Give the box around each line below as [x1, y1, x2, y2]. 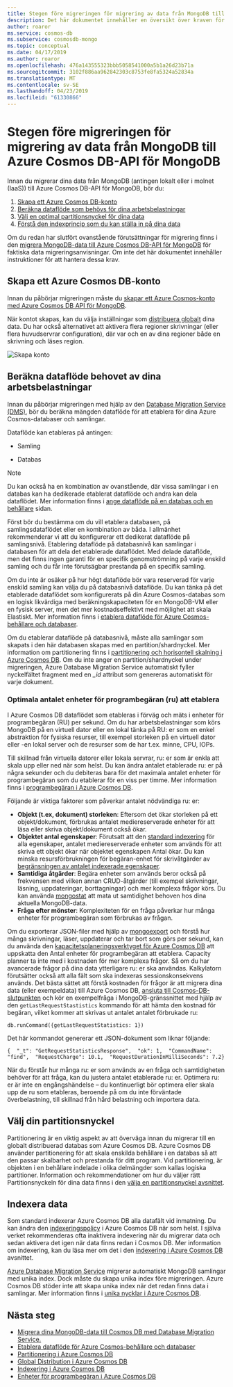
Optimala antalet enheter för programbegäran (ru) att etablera [7, 695, 220, 704]
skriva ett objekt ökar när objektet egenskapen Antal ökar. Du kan [17, 847, 205, 855]
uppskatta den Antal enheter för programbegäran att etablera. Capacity [7, 949, 212, 957]
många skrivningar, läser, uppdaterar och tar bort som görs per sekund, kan [7, 934, 224, 943]
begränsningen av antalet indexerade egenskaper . [17, 861, 161, 870]
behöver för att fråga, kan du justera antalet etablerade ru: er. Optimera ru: [7, 1073, 220, 1081]
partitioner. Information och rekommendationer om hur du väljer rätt [7, 1171, 200, 1179]
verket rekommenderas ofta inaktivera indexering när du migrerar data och [7, 1231, 221, 1240]
